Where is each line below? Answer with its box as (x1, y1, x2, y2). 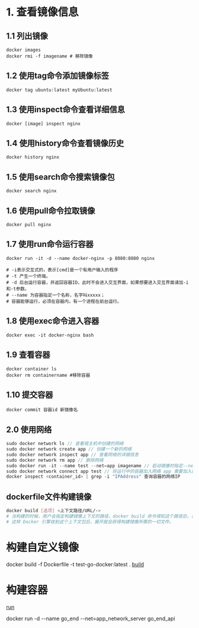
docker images (6, 47, 41, 53)
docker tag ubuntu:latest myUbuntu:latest (6, 87, 113, 93)
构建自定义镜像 (6, 541, 79, 554)
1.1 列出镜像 (6, 31, 49, 41)
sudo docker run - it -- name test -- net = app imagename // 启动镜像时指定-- (6, 462, 188, 469)
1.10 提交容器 (6, 389, 53, 399)
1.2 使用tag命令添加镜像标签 (6, 71, 110, 81)
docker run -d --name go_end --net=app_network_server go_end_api (6, 615, 176, 622)
